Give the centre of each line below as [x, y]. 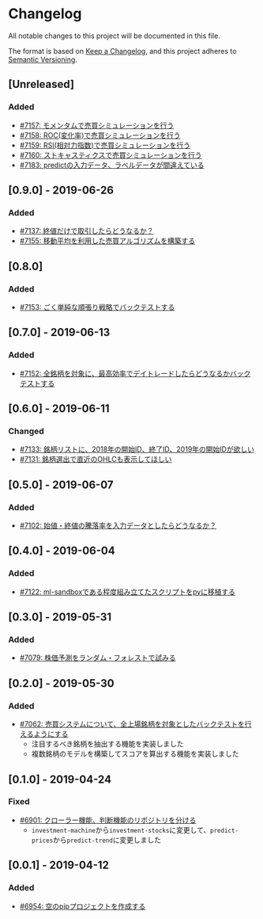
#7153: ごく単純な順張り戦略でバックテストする [97, 307]
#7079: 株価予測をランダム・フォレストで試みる [98, 658]
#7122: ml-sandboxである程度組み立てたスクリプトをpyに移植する [127, 592]
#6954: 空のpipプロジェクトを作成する [83, 906]
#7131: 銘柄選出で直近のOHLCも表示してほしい [96, 459]
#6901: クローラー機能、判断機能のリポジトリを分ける [108, 820]
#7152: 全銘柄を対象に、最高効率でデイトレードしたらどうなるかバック [135, 373]
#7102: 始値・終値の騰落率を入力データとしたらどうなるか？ [118, 526]
